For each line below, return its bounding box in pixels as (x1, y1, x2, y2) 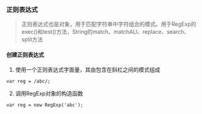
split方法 (21, 36, 43, 44)
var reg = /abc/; (6, 78, 51, 84)
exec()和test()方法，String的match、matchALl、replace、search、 (21, 28, 190, 36)
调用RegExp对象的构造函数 (15, 89, 83, 97)
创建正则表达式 (6, 51, 44, 58)
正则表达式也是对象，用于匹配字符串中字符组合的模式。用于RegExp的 (21, 20, 196, 28)
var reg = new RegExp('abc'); (6, 102, 84, 108)
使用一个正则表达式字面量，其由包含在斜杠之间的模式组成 (15, 66, 160, 73)
